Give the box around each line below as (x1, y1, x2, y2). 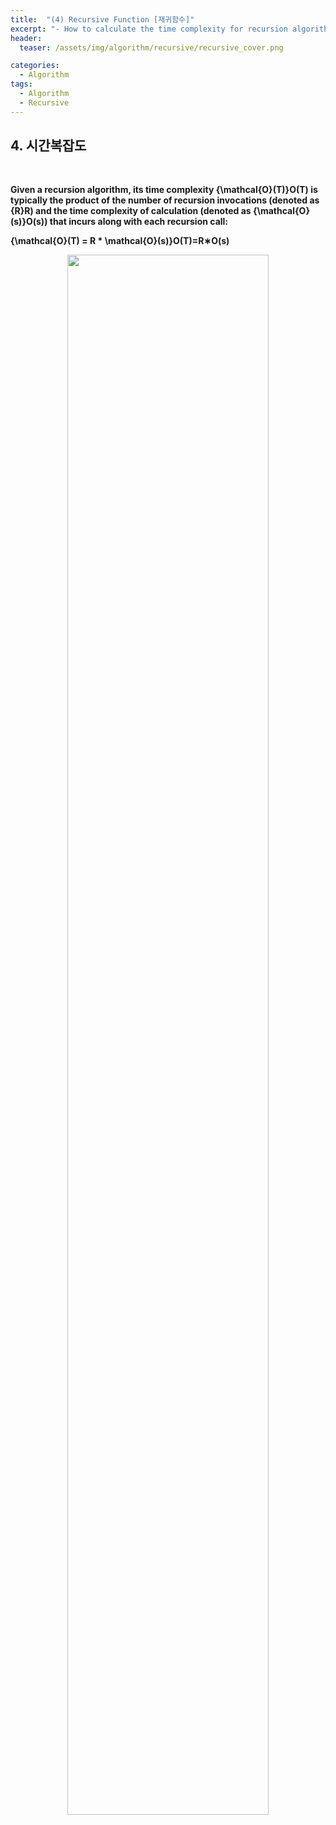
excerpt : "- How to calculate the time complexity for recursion (10, 24, 288, 34)
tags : (10, 79, 33, 90)
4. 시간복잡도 (10, 137, 87, 155)
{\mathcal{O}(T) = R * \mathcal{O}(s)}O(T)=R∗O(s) (10, 235, 230, 247)
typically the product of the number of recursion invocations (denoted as (10, 194, 320, 206)
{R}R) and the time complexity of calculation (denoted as (10, 205, 252, 217)
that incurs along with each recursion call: (49, 216, 229, 228)
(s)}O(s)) (10, 216, 48, 228)
